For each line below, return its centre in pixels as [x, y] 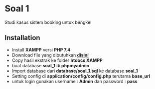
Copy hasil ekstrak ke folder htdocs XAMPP [57, 60]
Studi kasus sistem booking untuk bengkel [48, 22]
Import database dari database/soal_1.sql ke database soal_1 [75, 71]
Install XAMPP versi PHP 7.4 [41, 49]
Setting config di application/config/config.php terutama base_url [81, 76]
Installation [22, 38]
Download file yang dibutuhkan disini [50, 55]
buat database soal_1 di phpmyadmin [51, 65]
